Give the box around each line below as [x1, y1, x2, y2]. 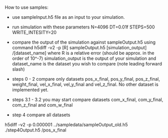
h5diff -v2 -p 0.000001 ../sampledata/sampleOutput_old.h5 [5, 122, 128, 127]
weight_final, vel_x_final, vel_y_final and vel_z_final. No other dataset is [12, 81, 159, 87]
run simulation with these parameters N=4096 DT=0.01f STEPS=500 [12, 24, 155, 30]
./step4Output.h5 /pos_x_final [5, 127, 67, 133]
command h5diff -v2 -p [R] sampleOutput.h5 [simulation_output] [12, 45, 147, 50]
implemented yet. [12, 87, 49, 93]
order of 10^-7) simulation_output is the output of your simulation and [12, 55, 156, 61]
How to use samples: [5, 5, 49, 10]
